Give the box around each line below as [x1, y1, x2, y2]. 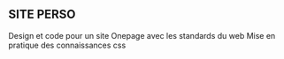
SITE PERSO [8, 7, 76, 22]
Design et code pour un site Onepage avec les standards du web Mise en [8, 30, 276, 41]
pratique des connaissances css [8, 40, 127, 50]
